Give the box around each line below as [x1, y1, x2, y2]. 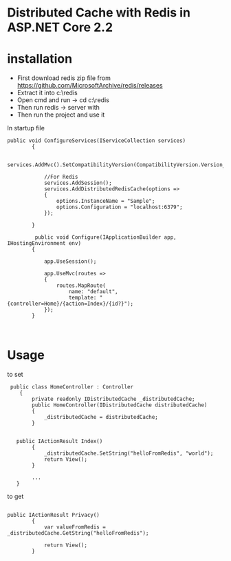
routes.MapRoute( [56, 282, 107, 289]
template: [68, 295, 97, 302]
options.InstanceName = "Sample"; [56, 198, 155, 205]
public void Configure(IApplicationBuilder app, [34, 234, 177, 241]
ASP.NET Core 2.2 [7, 19, 113, 35]
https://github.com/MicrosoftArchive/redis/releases [16, 81, 163, 90]
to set [7, 371, 23, 379]
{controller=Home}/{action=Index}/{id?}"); [7, 300, 134, 308]
